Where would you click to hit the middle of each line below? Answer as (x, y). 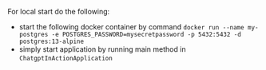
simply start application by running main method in (102, 49)
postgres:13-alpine (52, 41)
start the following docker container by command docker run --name (131, 27)
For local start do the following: (59, 12)
